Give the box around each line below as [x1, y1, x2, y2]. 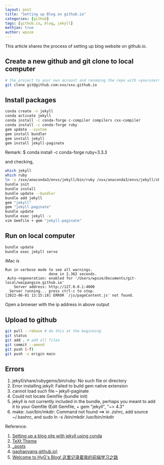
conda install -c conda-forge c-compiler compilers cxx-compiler [5, 118, 141, 123]
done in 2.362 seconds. [48, 272, 97, 277]
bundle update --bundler [5, 191, 56, 196]
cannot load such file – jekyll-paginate [12, 388, 89, 394]
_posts [12, 444, 26, 449]
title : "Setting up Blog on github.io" [5, 12, 86, 17]
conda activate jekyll [5, 113, 51, 119]
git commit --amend [5, 342, 45, 347]
